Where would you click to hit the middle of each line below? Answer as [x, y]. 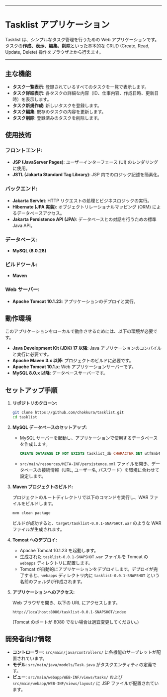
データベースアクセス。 [41, 213]
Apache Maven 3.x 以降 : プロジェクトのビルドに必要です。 [73, 361]
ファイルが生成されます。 [38, 529]
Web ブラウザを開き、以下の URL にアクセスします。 [66, 602]
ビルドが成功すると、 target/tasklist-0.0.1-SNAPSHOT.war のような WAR [87, 523]
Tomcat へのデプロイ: [35, 540]
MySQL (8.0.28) [29, 251]
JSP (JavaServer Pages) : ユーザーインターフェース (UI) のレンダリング [85, 162]
